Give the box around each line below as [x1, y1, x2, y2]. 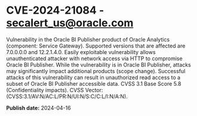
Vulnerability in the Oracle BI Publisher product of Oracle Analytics [6, 36, 170, 43]
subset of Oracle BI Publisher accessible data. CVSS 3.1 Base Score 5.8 [6, 80, 181, 87]
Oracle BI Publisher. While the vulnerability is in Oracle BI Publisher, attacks [6, 61, 191, 68]
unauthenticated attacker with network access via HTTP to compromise [6, 55, 183, 62]
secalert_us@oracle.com [6, 16, 134, 30]
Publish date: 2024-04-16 [6, 104, 71, 111]
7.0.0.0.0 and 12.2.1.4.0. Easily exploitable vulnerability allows [6, 48, 156, 55]
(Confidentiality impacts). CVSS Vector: [6, 86, 103, 93]
